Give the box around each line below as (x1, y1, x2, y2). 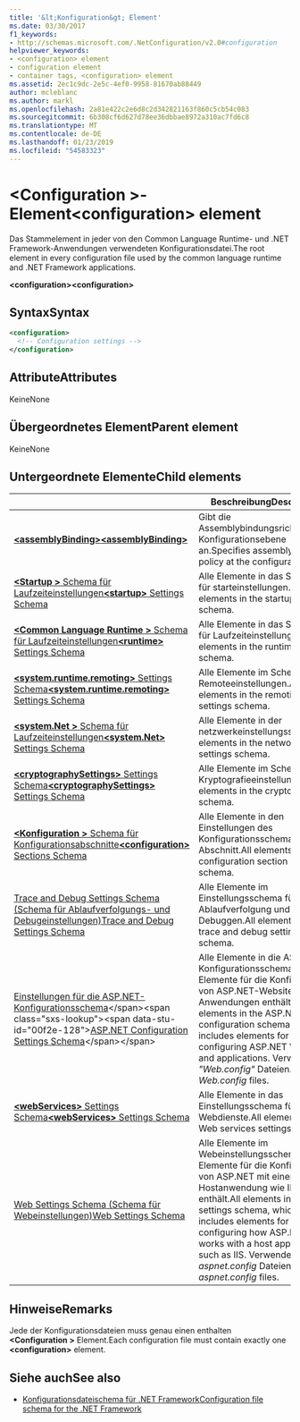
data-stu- (132, 1012, 176, 1025)
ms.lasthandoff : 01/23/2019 (9, 138, 114, 147)
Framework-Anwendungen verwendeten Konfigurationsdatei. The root (9, 242, 265, 253)
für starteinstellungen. (197, 581, 291, 594)
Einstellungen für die (13, 990, 101, 1003)
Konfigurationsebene (197, 533, 287, 546)
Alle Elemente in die (197, 952, 281, 964)
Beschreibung (210, 495, 272, 508)
